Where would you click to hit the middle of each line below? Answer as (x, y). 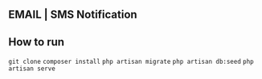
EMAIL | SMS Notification (73, 15)
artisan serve (32, 69)
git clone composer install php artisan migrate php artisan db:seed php (131, 62)
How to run (37, 42)
